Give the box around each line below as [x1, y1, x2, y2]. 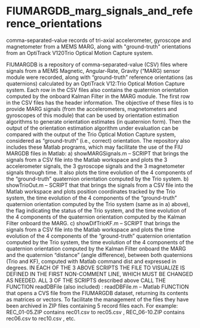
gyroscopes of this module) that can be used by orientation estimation [6, 112, 179, 119]
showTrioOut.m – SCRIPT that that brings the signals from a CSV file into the [6, 181, 193, 189]
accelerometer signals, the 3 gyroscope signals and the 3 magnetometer [6, 163, 185, 170]
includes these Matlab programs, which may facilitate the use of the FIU [6, 143, 183, 151]
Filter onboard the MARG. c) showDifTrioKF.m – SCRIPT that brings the [6, 219, 180, 226]
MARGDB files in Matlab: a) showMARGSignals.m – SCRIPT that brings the [6, 149, 189, 157]
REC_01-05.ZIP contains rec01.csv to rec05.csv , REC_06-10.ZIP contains [6, 308, 185, 315]
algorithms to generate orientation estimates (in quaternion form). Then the [6, 118, 191, 125]
